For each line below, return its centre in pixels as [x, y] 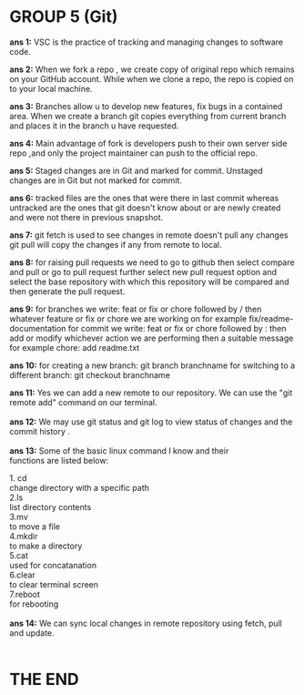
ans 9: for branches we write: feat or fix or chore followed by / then [136, 309]
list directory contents [51, 506]
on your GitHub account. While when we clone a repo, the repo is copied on [152, 78]
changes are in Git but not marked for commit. [96, 180]
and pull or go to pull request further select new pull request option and [143, 271]
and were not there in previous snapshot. [86, 217]
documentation [38, 328]
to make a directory [46, 546]
